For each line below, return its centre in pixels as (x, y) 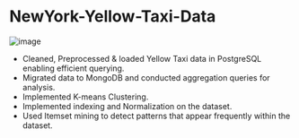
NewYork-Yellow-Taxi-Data (113, 17)
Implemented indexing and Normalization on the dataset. (127, 106)
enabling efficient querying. (73, 68)
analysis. (39, 87)
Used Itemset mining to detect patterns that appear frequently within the (156, 116)
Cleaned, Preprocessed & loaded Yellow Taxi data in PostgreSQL (142, 58)
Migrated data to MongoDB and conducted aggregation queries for (146, 77)
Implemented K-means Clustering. (85, 97)
